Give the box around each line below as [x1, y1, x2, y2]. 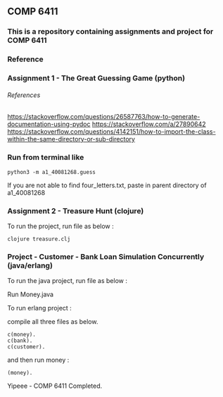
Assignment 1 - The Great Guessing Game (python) [7, 73, 185, 83]
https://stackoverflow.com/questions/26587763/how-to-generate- [7, 113, 200, 121]
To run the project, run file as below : [7, 222, 114, 230]
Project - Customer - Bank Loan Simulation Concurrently [7, 251, 205, 261]
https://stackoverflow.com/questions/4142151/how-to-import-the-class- [7, 127, 216, 136]
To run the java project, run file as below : [7, 277, 128, 285]
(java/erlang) [7, 260, 53, 270]
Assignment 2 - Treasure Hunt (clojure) [7, 206, 144, 215]
